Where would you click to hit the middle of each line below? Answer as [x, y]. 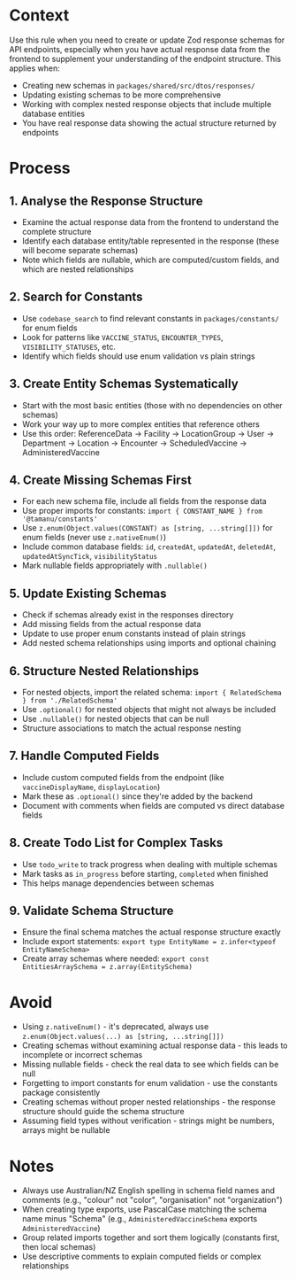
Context [39, 16]
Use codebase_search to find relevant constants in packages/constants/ [151, 318]
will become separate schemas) [80, 250]
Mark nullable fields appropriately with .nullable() [114, 566]
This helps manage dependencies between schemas [118, 883]
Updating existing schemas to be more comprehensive [121, 95]
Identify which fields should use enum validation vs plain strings [138, 356]
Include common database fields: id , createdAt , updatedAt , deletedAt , [149, 547]
